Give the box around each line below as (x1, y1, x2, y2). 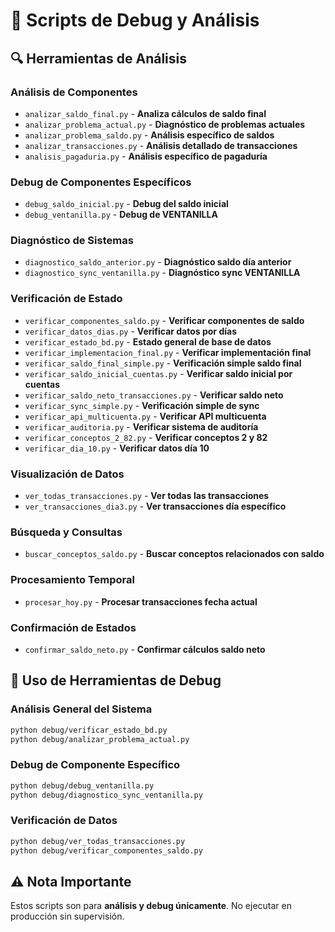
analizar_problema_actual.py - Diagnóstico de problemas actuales (24, 118, 306, 130)
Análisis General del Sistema (10, 702, 153, 716)
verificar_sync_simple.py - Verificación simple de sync (24, 399, 260, 411)
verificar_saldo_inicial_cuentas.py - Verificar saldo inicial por (24, 367, 293, 379)
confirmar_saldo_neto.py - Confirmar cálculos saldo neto (24, 643, 266, 655)
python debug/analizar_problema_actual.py (10, 734, 190, 744)
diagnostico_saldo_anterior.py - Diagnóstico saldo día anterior (24, 256, 292, 268)
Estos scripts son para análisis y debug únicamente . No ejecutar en (10, 900, 292, 912)
